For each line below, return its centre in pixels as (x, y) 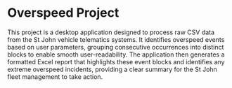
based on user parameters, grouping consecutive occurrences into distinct (116, 47)
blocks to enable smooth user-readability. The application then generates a (116, 54)
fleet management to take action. (55, 76)
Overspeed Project (63, 13)
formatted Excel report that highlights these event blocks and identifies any (116, 61)
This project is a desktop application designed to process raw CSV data (111, 32)
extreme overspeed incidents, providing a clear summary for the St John (112, 69)
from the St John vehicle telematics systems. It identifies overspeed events (116, 39)
